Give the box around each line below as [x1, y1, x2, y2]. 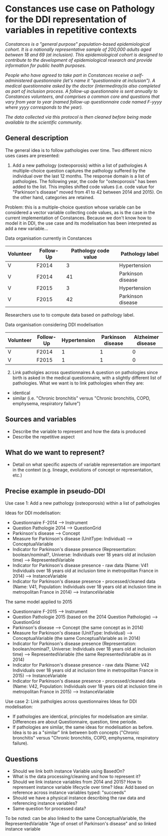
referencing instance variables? [12, 800, 77, 806]
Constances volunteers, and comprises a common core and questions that [5, 94, 160, 100]
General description [5, 134, 68, 142]
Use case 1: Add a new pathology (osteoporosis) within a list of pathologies [5, 500, 160, 506]
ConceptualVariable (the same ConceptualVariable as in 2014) [12, 635, 141, 641]
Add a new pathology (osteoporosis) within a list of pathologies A [12, 162, 147, 168]
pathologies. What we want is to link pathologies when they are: [12, 380, 144, 386]
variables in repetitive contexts [5, 25, 137, 36]
